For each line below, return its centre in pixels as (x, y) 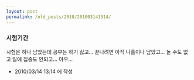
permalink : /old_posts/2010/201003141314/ (59, 17)
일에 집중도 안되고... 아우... (42, 59)
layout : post (22, 11)
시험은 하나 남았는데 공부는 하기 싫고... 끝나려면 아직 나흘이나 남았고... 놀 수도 (94, 52)
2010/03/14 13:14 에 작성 (44, 71)
